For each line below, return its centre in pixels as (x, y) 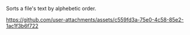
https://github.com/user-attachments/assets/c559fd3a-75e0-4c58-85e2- (95, 20)
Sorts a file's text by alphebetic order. (51, 8)
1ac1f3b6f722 (23, 26)
